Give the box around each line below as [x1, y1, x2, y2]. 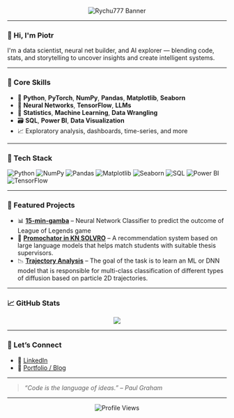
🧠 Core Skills [7, 77, 51, 87]
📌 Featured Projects [7, 200, 75, 210]
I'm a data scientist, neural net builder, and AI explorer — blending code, [7, 46, 214, 55]
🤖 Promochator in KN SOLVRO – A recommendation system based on [17, 234, 218, 242]
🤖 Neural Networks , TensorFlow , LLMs [17, 101, 132, 109]
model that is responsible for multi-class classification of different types [17, 267, 224, 275]
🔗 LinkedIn [17, 356, 48, 364]
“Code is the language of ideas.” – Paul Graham [24, 383, 163, 392]
